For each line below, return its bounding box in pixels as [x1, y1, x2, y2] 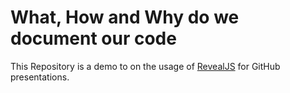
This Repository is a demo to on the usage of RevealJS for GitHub [10, 60, 281, 72]
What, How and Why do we [10, 6, 240, 29]
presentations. [10, 71, 70, 83]
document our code [10, 27, 177, 50]
